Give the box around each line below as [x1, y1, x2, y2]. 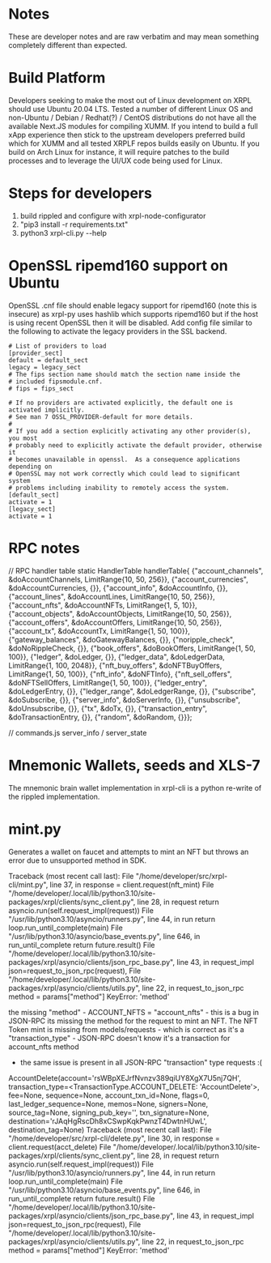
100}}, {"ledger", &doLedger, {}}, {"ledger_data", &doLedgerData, [8, 651, 225, 661]
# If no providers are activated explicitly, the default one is [8, 399, 233, 407]
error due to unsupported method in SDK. [8, 856, 147, 865]
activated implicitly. [8, 406, 85, 414]
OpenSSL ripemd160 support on [8, 257, 228, 275]
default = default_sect [8, 356, 89, 365]
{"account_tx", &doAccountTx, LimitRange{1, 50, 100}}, [8, 625, 190, 636]
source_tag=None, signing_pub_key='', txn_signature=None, [8, 1107, 210, 1117]
